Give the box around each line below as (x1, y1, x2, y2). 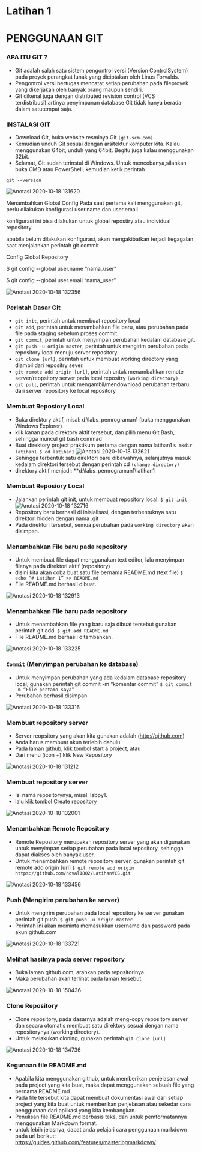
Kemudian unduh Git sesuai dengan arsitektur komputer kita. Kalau (14, 140, 180, 147)
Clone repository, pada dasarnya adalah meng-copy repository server (14, 1015, 188, 1022)
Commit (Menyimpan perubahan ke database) (6, 660, 139, 668)
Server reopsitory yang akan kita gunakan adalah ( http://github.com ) (14, 732, 185, 739)
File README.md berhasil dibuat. (14, 581, 97, 588)
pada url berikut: (14, 1132, 56, 1139)
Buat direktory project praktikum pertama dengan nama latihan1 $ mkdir (14, 441, 193, 449)
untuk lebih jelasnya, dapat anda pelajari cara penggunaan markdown (14, 1126, 187, 1133)
